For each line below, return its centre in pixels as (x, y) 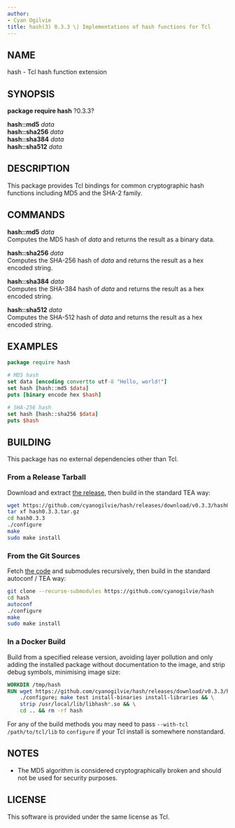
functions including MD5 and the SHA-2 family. (75, 192)
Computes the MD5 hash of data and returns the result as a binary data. (111, 239)
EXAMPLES (33, 347)
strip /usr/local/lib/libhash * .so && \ (78, 704)
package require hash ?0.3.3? (51, 111)
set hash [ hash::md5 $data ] (48, 388)
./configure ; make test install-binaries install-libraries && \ (117, 698)
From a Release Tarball (47, 477)
